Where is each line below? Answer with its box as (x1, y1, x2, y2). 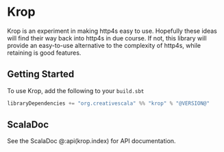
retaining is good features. (7, 49, 82, 57)
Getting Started (7, 68, 75, 80)
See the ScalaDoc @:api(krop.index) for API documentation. (7, 137, 176, 145)
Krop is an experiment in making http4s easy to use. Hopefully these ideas (7, 27, 217, 35)
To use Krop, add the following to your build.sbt (7, 86, 145, 94)
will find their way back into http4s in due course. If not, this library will (7, 34, 207, 42)
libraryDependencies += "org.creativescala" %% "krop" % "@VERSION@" (7, 100, 210, 107)
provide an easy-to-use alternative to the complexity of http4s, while (7, 41, 201, 49)
